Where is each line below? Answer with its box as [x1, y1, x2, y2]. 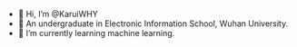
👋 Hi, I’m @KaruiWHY [17, 9, 98, 19]
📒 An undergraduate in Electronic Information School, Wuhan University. [17, 18, 289, 29]
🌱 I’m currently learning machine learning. [17, 28, 175, 38]
